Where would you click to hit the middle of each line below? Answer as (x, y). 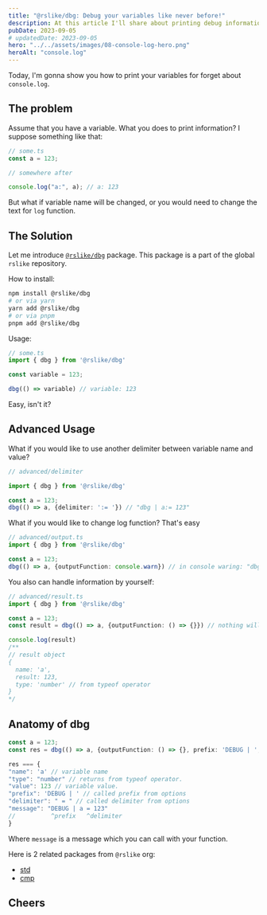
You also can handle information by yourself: (81, 581)
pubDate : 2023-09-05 (43, 30)
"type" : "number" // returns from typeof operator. (95, 779)
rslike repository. (38, 264)
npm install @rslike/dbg (49, 294)
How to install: (32, 279)
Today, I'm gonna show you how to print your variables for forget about (125, 75)
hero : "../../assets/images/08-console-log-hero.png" (99, 45)
